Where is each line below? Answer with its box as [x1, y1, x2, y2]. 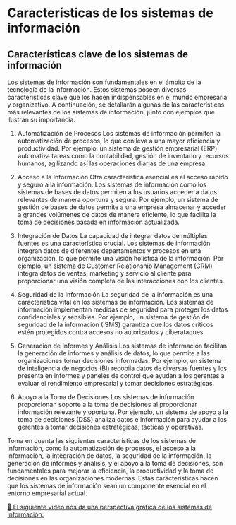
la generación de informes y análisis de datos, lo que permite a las [17, 349, 210, 358]
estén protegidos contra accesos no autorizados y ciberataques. [17, 328, 206, 336]
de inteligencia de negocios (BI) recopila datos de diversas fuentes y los [17, 364, 228, 372]
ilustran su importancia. [7, 115, 76, 124]
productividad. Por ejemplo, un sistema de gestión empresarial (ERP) [17, 144, 218, 153]
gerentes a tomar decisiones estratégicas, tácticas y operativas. [17, 423, 204, 431]
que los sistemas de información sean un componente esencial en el [7, 482, 206, 490]
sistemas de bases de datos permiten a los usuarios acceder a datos [17, 188, 217, 196]
